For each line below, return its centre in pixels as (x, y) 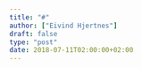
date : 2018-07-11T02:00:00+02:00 (71, 50)
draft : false (33, 34)
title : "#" (29, 17)
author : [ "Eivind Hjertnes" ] (63, 26)
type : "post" (33, 42)
